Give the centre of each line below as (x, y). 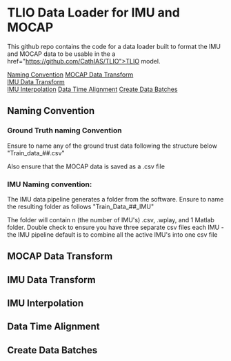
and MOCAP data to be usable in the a (61, 54)
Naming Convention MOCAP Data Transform (70, 75)
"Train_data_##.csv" (36, 153)
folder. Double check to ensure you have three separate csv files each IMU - (115, 227)
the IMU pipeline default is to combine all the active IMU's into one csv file (112, 234)
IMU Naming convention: (50, 184)
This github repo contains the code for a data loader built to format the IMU (114, 46)
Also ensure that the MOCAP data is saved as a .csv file (86, 166)
